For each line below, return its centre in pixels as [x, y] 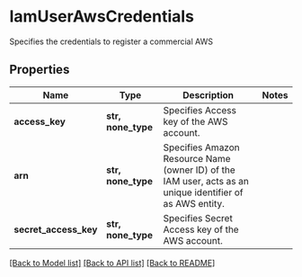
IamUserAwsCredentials [102, 17]
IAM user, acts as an [206, 181]
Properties [40, 70]
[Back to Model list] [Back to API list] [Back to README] [112, 263]
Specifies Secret [198, 218]
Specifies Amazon [201, 147]
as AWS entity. [194, 203]
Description [208, 94]
